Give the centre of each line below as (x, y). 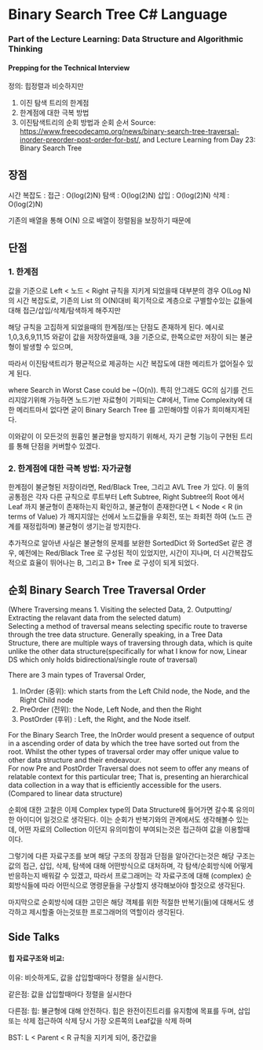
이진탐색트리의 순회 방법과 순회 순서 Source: (88, 123)
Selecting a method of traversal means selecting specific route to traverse (128, 626)
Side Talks (34, 937)
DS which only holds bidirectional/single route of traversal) (103, 660)
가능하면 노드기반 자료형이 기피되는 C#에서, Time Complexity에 (146, 400)
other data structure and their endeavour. (75, 760)
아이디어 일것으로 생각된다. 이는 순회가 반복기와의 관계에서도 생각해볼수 (125, 819)
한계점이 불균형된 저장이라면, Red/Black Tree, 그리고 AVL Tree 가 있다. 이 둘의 (129, 487)
